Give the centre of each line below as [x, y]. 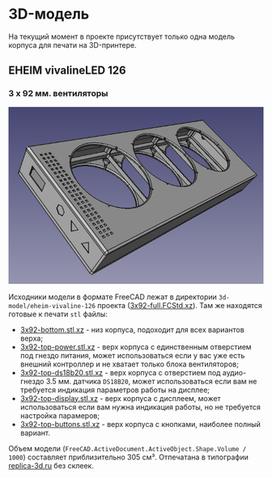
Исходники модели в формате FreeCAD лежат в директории [113, 297]
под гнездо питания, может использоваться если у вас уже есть [132, 355]
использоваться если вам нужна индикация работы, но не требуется [140, 407]
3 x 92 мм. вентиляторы [58, 94]
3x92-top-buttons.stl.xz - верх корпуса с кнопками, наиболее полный [140, 424]
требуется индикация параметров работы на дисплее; [115, 390]
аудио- [234, 372]
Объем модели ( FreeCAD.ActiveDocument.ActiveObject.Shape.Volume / [127, 448]
